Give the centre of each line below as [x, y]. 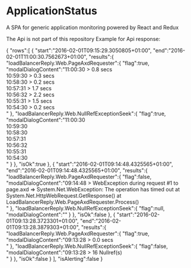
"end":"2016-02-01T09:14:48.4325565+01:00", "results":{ [77, 170]
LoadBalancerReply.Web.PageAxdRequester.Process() [73, 202]
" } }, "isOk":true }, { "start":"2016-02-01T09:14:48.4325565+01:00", [90, 164]
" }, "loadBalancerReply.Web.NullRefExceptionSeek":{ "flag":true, [86, 113]
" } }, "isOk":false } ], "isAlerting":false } [55, 258]
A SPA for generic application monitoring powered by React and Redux [93, 27]
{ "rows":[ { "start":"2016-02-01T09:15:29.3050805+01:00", [79, 50]
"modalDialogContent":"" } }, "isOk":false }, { [61, 215]
